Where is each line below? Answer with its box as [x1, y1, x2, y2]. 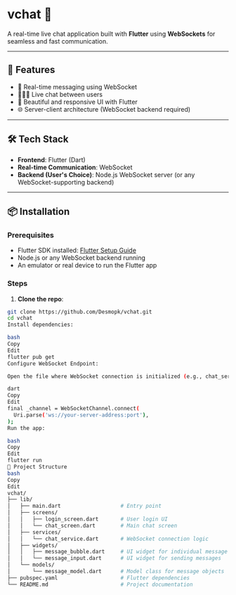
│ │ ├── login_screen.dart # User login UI [7, 516, 169, 523]
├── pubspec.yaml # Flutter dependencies [7, 574, 190, 582]
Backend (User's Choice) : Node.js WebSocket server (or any [17, 170, 195, 178]
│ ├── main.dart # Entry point [7, 502, 162, 510]
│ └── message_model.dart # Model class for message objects [7, 568, 225, 575]
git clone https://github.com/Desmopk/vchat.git [7, 308, 152, 315]
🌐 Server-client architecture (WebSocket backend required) [17, 105, 191, 113]
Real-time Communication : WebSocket [17, 163, 133, 171]
